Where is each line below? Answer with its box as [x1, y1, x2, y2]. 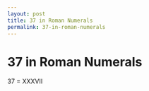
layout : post [7, 10, 46, 18]
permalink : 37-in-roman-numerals [7, 23, 106, 30]
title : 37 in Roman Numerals [7, 17, 93, 24]
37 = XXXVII [7, 77, 43, 85]
